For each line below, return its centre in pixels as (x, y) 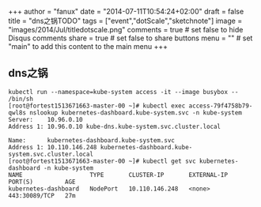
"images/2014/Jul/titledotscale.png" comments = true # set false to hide (126, 30)
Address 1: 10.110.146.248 (53, 147)
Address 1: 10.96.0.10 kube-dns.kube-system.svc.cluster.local (115, 126)
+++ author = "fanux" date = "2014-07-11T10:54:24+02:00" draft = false (126, 11)
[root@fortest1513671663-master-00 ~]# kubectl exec (97, 106)
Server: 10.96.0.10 (45, 119)
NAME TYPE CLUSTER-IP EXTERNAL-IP (118, 175)
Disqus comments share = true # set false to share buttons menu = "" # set (130, 38)
